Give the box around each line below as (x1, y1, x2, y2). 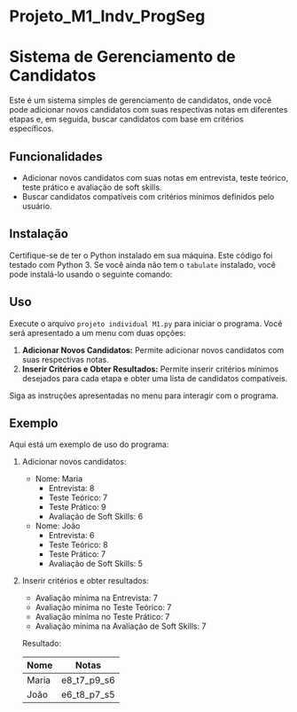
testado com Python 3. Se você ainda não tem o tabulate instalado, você (9, 259, 277, 270)
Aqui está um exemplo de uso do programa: (9, 439, 169, 450)
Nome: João (35, 520, 81, 531)
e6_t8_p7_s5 (60, 689, 115, 701)
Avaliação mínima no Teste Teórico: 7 (35, 602, 172, 613)
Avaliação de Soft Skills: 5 (48, 559, 144, 569)
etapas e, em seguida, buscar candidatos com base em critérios (9, 113, 244, 125)
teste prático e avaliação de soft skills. (21, 182, 162, 192)
